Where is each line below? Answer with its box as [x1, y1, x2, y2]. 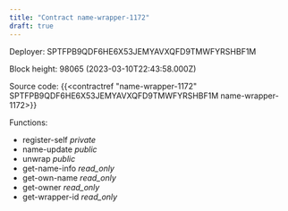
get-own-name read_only [21, 172, 116, 183]
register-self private [21, 134, 97, 145]
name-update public [21, 144, 97, 155]
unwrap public [21, 153, 76, 164]
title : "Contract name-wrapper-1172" [9, 13, 150, 22]
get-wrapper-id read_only [21, 191, 118, 202]
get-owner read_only [21, 181, 100, 192]
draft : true [9, 21, 54, 30]
